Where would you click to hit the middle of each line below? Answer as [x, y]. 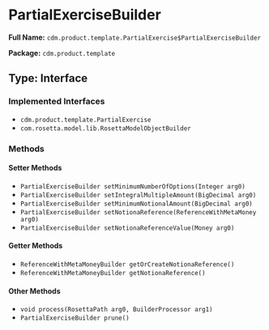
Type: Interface [48, 78]
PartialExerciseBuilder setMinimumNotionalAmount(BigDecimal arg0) [136, 204]
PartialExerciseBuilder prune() [75, 318]
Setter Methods [35, 168]
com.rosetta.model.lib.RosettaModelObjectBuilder [106, 128]
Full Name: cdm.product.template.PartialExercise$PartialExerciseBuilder [135, 37]
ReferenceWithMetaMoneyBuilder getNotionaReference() [113, 273]
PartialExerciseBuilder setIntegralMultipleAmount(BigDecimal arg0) [138, 195]
